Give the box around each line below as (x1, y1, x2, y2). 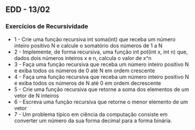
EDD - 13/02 (5, 5, 51, 15)
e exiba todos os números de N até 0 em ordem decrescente (14, 79, 162, 86)
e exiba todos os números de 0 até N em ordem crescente (14, 67, 155, 74)
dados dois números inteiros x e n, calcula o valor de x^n (14, 54, 152, 61)
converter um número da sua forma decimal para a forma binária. (14, 117, 173, 124)
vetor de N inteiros (14, 92, 59, 99)
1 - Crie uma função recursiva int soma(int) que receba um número (14, 35, 176, 43)
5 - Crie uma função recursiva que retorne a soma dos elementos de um (14, 85, 189, 93)
